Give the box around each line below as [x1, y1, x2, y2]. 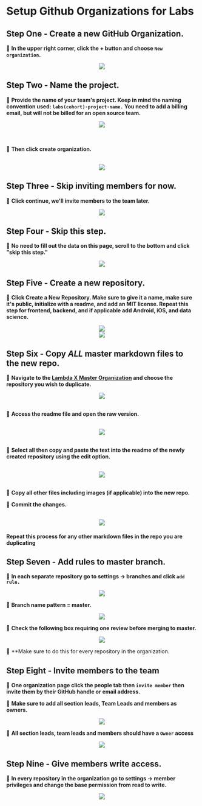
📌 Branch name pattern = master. [6, 601, 92, 609]
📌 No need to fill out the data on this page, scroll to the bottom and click [6, 242, 190, 250]
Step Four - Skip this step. [6, 226, 107, 237]
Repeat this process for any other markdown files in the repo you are [6, 533, 183, 540]
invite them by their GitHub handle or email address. [6, 688, 141, 695]
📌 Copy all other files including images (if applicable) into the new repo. [6, 489, 190, 497]
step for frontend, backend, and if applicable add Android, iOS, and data [6, 307, 192, 314]
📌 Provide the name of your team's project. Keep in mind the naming [6, 96, 182, 103]
